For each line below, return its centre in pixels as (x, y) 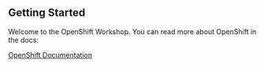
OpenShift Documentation (50, 55)
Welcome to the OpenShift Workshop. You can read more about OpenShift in (132, 31)
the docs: (24, 40)
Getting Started (47, 13)
